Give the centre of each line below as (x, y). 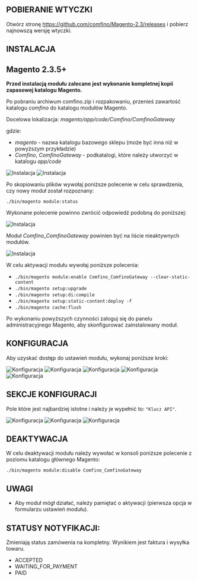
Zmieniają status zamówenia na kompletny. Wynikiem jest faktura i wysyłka (98, 542)
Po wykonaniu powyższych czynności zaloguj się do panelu (79, 319)
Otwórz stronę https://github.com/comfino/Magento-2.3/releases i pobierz (97, 24)
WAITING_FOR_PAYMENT (46, 567)
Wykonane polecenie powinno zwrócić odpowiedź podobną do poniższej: (96, 213)
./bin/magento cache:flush (48, 308)
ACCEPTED (29, 560)
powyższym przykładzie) (45, 149)
